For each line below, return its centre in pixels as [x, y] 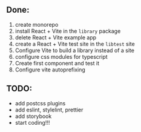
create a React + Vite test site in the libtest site [75, 44]
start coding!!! [32, 122]
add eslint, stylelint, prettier [49, 110]
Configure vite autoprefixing [50, 70]
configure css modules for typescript [61, 56]
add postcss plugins [40, 103]
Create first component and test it [57, 63]
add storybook [33, 116]
